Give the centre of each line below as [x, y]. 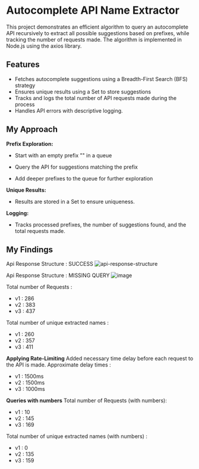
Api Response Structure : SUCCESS [50, 264]
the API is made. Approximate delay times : [59, 365]
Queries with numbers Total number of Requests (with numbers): [87, 400]
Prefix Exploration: [30, 144]
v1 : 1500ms [29, 377]
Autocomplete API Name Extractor [93, 10]
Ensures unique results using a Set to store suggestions [83, 91]
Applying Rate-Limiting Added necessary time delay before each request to [100, 359]
